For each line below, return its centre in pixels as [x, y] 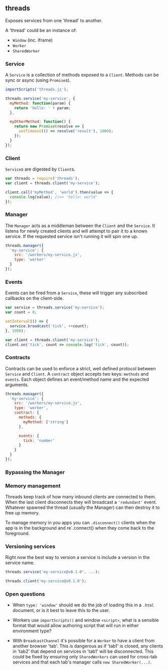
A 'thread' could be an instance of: [41, 30]
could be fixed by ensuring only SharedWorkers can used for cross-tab [85, 657]
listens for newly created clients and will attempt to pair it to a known [76, 231]
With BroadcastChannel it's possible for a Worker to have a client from [83, 641]
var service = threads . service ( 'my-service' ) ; [55, 307]
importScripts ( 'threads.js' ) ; [37, 90]
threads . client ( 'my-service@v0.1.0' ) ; [46, 581]
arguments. [17, 384]
